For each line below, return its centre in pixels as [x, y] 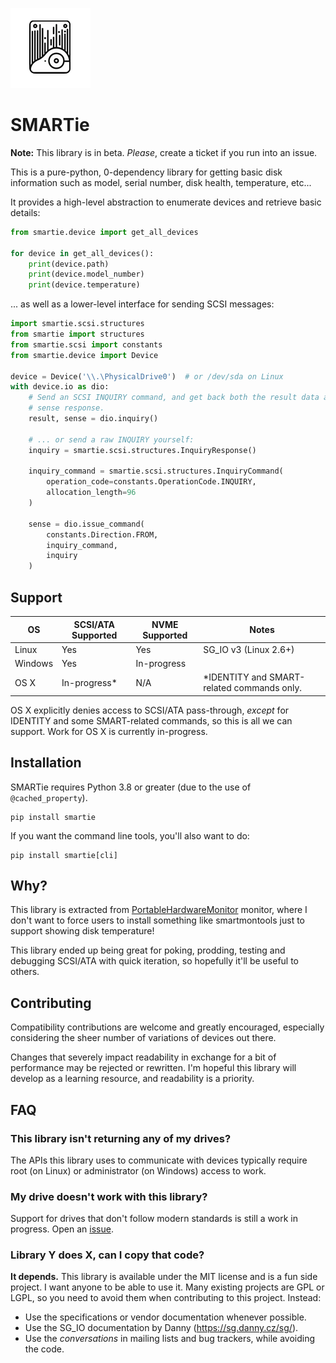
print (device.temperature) [84, 285]
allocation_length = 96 [91, 493]
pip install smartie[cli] [64, 855]
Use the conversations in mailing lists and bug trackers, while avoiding [170, 1339]
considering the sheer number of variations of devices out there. [143, 1038]
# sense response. [66, 408]
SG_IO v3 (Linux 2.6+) [249, 649]
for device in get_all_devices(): [82, 253]
